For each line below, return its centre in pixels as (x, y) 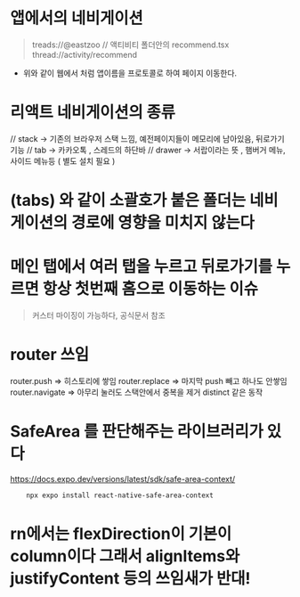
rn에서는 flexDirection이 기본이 (121, 533)
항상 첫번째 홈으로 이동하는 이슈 (150, 289)
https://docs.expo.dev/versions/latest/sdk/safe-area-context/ (123, 478)
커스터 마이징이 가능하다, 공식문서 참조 (98, 315)
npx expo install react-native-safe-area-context (120, 495)
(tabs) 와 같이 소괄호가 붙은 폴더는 (128, 200)
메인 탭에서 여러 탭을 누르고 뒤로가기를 (142, 267)
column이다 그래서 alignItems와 (125, 556)
